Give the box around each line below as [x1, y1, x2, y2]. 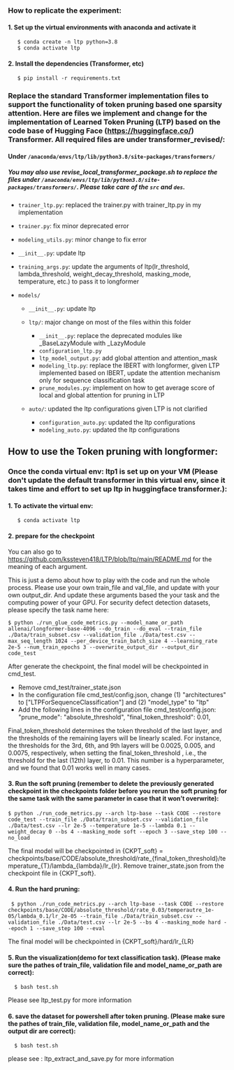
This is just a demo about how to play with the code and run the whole [8, 576, 210, 584]
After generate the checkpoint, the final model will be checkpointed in [8, 662, 209, 670]
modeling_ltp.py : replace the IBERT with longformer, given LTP [38, 361, 220, 369]
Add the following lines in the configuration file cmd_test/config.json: [17, 705, 217, 714]
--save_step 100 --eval [36, 924, 105, 932]
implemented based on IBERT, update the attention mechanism [38, 368, 221, 376]
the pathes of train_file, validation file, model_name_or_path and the [8, 1019, 210, 1027]
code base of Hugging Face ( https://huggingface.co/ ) [8, 126, 194, 136]
